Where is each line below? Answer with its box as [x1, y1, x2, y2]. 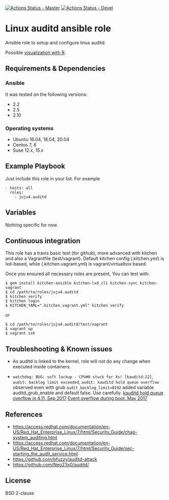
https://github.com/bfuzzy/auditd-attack [12, 456, 98, 462]
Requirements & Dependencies [5, 64, 106, 73]
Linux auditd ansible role [5, 23, 111, 34]
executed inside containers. [12, 364, 71, 370]
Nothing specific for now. [5, 222, 59, 228]
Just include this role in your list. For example [5, 175, 100, 181]
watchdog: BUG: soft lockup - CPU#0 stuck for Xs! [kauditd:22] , [12, 373, 154, 380]
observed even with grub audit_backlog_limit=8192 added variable [12, 385, 154, 391]
